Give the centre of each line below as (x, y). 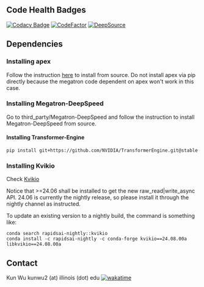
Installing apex (28, 62)
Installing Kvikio (31, 166)
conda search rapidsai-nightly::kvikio (57, 234)
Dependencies (35, 44)
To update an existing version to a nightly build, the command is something (101, 216)
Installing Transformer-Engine (46, 138)
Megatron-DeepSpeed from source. (51, 123)
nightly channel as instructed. (44, 204)
